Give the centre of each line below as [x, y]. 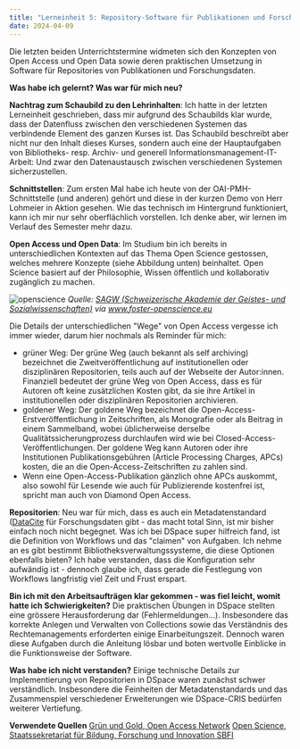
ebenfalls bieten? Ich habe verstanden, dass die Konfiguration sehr [133, 560]
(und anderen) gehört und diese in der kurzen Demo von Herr [170, 198]
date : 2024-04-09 [42, 26]
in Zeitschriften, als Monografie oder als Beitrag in [192, 419]
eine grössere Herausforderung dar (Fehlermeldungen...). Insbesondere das [149, 615]
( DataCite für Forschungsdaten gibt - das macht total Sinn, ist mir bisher [142, 521]
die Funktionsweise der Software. [71, 653]
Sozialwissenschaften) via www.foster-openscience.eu [111, 308]
